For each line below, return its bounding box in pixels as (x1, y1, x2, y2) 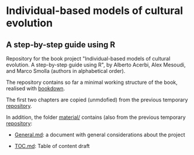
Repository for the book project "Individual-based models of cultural (6, 55, 171, 62)
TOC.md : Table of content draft (14, 143, 90, 149)
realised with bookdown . (6, 85, 65, 91)
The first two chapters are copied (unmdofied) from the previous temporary (6, 96, 188, 103)
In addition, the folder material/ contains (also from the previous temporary (6, 114, 186, 121)
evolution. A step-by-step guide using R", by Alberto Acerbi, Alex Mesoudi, (6, 61, 186, 68)
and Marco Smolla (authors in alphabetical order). (6, 68, 126, 74)
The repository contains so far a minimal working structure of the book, (6, 79, 178, 86)
